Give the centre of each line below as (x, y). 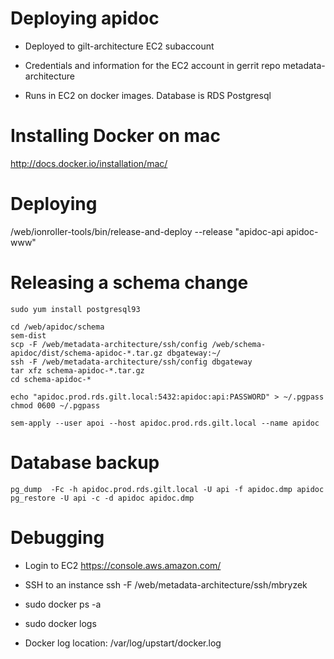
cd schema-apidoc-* (51, 379)
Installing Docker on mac (115, 136)
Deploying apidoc (85, 18)
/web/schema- (239, 344)
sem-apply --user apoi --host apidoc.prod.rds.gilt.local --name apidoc (165, 423)
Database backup (85, 462)
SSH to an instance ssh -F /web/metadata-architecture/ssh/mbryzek (166, 584)
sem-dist (28, 335)
